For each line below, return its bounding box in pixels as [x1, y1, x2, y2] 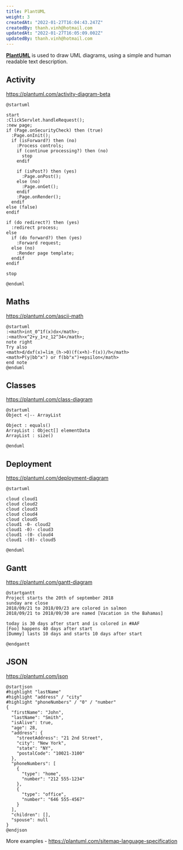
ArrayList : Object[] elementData [6, 428, 91, 433]
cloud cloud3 [6, 507, 38, 512]
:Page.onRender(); [16, 194, 61, 199]
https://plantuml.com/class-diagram [6, 396, 93, 403]
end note [6, 359, 27, 366]
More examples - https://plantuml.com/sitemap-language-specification [6, 837, 178, 844]
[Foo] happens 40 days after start [6, 626, 93, 632]
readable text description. [6, 58, 68, 65]
